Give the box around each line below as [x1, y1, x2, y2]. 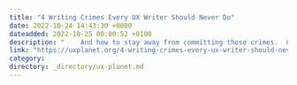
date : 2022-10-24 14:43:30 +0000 [9, 21, 133, 30]
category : [9, 54, 46, 63]
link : [9, 46, 29, 55]
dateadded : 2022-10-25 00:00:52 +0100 [9, 29, 152, 38]
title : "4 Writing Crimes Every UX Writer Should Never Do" [9, 12, 236, 22]
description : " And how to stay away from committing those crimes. [9, 37, 278, 47]
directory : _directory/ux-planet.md [9, 63, 144, 72]
